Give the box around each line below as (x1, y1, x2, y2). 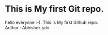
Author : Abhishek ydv (5, 24, 49, 30)
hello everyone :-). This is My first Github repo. (5, 19, 98, 25)
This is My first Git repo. (5, 3, 104, 15)
